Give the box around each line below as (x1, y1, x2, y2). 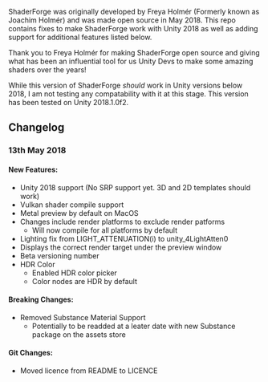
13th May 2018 (8, 144, 67, 156)
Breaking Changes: (8, 295, 74, 304)
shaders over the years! (8, 65, 87, 75)
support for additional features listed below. (8, 32, 152, 42)
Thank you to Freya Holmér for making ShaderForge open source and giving (8, 48, 261, 57)
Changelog (8, 120, 65, 135)
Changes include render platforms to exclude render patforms (19, 217, 225, 226)
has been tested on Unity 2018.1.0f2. (8, 98, 129, 107)
